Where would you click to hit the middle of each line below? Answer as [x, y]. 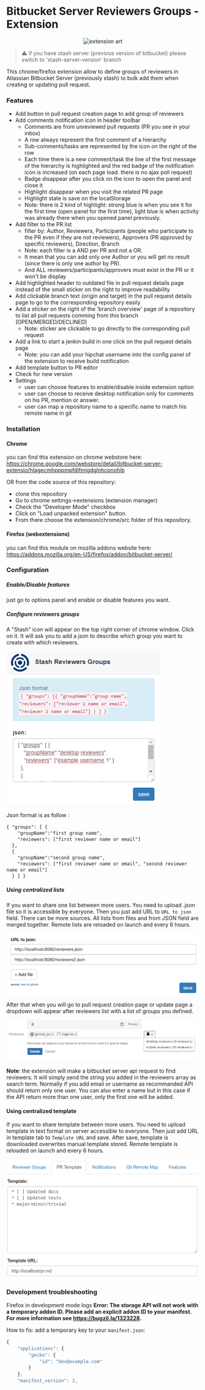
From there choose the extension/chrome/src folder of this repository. [103, 520]
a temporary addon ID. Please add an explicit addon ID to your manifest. [99, 1312]
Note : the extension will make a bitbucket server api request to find [91, 1071]
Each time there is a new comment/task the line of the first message [110, 159]
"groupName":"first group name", [60, 833]
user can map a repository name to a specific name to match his [105, 407]
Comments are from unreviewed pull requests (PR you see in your [107, 127]
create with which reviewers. [43, 643]
